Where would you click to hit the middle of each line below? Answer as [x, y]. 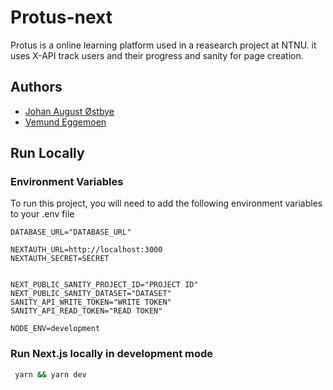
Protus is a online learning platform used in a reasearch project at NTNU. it [163, 45]
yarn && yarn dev [50, 374]
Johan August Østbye [69, 111]
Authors [36, 87]
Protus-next [61, 17]
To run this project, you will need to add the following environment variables [166, 203]
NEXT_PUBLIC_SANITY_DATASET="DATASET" [91, 294]
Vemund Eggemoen [65, 122]
